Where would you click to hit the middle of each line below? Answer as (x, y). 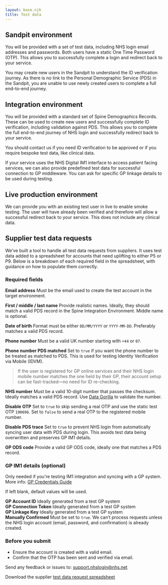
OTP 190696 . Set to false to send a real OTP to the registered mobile (75, 412)
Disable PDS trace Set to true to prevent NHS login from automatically (78, 427)
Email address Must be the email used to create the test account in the (78, 290)
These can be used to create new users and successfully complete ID (77, 122)
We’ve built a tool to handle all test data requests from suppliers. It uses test (83, 250)
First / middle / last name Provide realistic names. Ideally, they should (77, 306)
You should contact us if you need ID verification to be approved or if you (81, 148)
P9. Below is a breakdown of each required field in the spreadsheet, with (80, 261)
